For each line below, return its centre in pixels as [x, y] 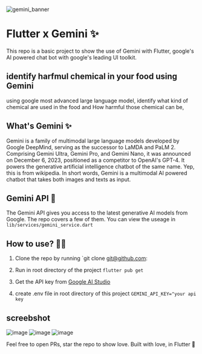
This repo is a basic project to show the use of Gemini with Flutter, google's [100, 51]
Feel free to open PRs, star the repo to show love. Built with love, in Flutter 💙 [101, 344]
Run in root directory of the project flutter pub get [79, 270]
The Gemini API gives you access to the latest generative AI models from [97, 213]
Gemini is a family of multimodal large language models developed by [93, 141]
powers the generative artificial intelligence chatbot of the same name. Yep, [100, 166]
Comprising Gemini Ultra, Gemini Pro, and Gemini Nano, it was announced [99, 153]
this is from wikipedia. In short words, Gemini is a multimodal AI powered [97, 173]
